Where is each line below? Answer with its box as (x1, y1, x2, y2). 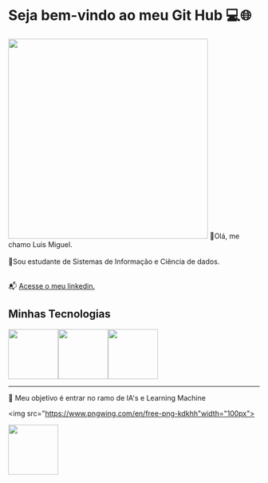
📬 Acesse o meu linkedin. (8, 281, 96, 290)
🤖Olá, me (209, 231, 240, 241)
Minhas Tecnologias (8, 307, 112, 321)
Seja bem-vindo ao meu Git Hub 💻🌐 (8, 6, 252, 25)
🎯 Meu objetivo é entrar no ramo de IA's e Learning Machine (8, 393, 206, 402)
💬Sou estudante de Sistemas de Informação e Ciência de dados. (8, 257, 220, 266)
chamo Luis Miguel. (8, 239, 73, 249)
